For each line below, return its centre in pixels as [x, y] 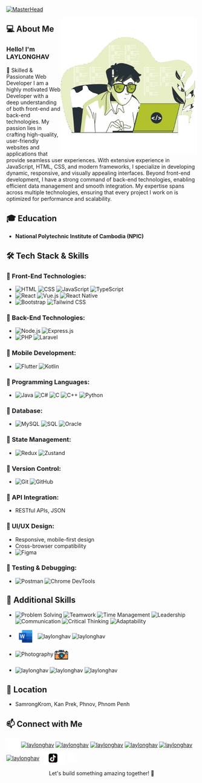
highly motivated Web [34, 89]
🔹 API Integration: [33, 497]
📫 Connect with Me [44, 724]
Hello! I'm [21, 50]
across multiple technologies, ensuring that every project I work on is [92, 192]
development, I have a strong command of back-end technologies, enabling [101, 179]
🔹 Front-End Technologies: [46, 276]
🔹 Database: [24, 411]
